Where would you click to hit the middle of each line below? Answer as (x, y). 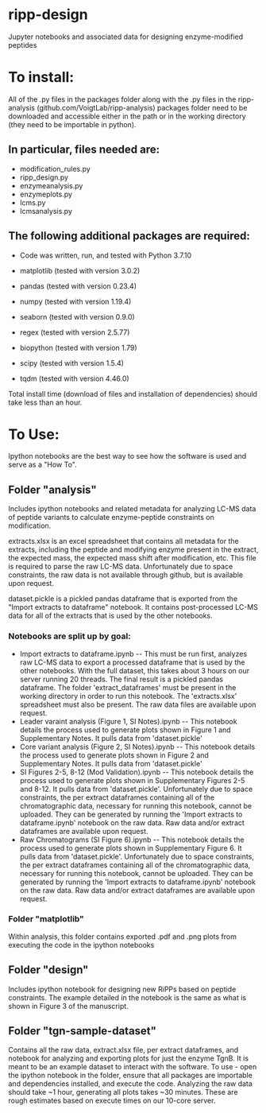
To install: (41, 78)
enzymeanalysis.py (51, 185)
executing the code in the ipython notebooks (81, 944)
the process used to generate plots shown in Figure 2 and (114, 755)
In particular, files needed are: (84, 150)
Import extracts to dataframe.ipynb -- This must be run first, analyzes (133, 653)
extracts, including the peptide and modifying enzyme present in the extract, (133, 549)
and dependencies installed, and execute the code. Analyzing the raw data (130, 1084)
